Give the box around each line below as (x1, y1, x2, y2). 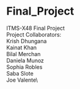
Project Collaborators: (6, 30, 62, 38)
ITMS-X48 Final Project (6, 24, 65, 32)
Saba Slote (6, 69, 34, 77)
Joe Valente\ (6, 76, 38, 84)
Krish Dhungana (6, 37, 47, 44)
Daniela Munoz (6, 57, 45, 64)
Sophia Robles (6, 63, 43, 71)
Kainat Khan (6, 44, 37, 51)
